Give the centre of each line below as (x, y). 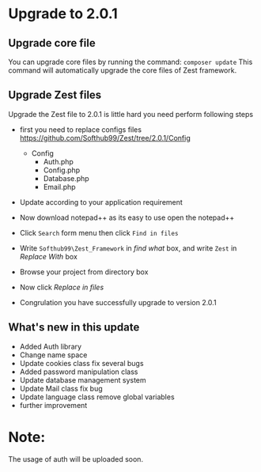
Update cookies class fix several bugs (81, 363)
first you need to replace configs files (81, 129)
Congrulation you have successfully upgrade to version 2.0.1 (118, 302)
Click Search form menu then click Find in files (99, 232)
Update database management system (83, 379)
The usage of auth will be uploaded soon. (76, 459)
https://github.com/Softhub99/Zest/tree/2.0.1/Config (105, 138)
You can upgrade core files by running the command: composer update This (130, 62)
